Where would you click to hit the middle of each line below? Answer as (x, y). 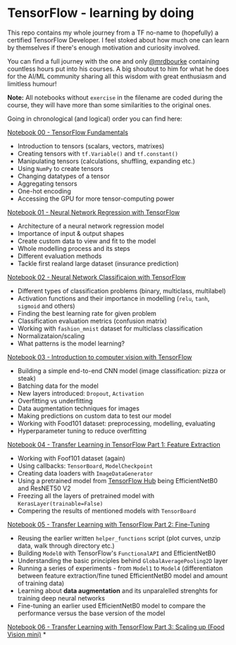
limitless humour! (32, 83)
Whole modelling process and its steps (74, 248)
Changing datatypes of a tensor (64, 176)
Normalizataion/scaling (51, 336)
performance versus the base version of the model (91, 613)
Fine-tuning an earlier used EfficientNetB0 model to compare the (111, 605)
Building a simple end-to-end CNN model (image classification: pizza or (122, 371)
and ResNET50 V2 (44, 488)
